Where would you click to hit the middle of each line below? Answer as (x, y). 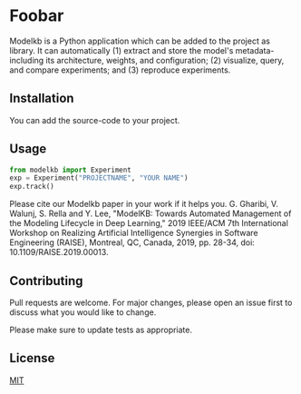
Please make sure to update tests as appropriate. (101, 330)
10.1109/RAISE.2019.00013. (59, 252)
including (27, 60)
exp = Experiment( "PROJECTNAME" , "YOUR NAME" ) (99, 178)
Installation (42, 98)
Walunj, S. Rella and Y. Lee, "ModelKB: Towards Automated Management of (150, 213)
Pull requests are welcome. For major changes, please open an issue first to (151, 302)
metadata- (255, 50)
